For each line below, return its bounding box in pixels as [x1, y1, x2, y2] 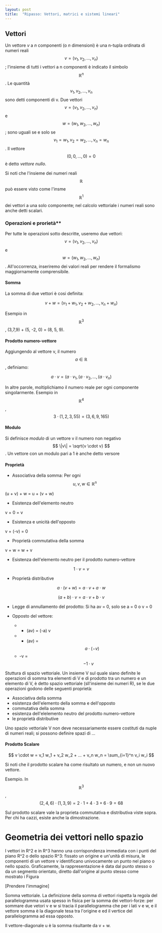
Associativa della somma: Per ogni [12, 472, 81, 479]
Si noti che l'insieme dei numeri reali [5, 170, 77, 176]
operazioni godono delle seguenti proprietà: [5, 686, 93, 691]
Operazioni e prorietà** [5, 220, 61, 226]
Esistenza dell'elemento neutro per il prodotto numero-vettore [12, 556, 135, 562]
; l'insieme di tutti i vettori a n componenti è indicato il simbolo [5, 64, 128, 70]
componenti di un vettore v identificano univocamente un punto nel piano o [5, 858, 155, 864]
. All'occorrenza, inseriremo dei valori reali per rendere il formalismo [5, 263, 141, 269]
